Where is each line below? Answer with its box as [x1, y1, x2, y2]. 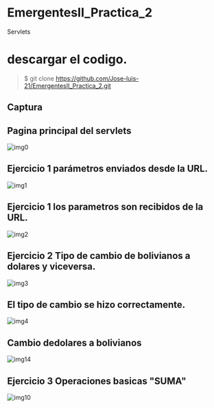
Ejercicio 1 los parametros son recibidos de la [7, 201, 204, 213]
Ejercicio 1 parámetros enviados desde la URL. [7, 163, 208, 174]
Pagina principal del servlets [7, 125, 132, 137]
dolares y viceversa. [7, 261, 96, 273]
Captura [7, 102, 43, 113]
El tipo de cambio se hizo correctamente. [7, 299, 186, 310]
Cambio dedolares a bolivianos [7, 337, 142, 348]
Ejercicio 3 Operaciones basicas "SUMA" [7, 375, 187, 387]
